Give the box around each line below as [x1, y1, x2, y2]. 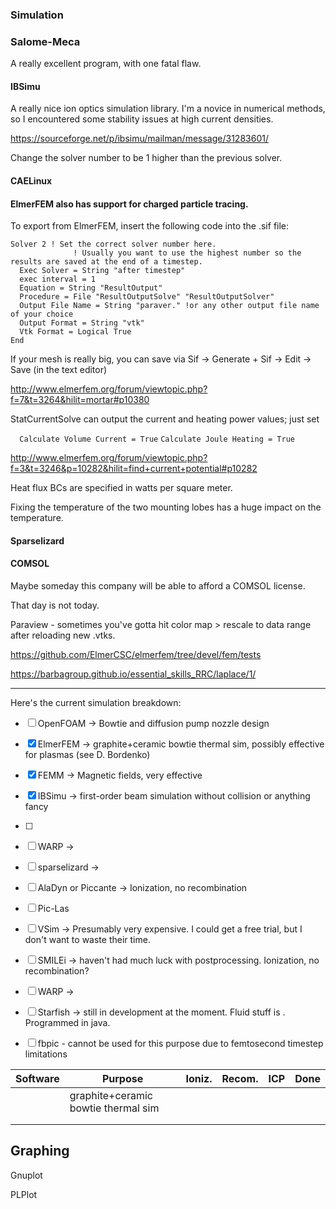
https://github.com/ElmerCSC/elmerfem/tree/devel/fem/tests [10, 649, 262, 661]
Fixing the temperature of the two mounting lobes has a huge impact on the [10, 501, 322, 513]
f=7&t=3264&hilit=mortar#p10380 [10, 394, 150, 406]
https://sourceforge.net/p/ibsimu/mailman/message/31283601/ [10, 133, 269, 145]
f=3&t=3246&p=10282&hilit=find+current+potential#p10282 [10, 463, 258, 475]
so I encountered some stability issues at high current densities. [10, 113, 274, 125]
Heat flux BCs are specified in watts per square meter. [10, 482, 233, 494]
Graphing [10, 1143, 70, 1160]
